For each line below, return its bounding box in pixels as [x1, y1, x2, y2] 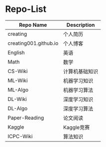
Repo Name [19, 21, 47, 28]
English [7, 49, 25, 56]
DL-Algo [7, 105, 28, 112]
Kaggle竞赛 [63, 124, 90, 131]
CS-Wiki [7, 68, 28, 74]
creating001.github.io [7, 40, 59, 47]
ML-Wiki [7, 77, 28, 84]
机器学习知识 [63, 77, 94, 84]
